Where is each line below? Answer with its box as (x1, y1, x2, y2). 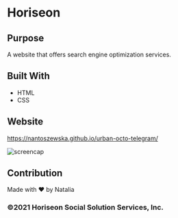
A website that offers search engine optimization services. (7, 50, 171, 58)
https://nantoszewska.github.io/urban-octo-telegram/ (7, 134, 159, 142)
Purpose (7, 32, 44, 44)
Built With (7, 70, 50, 82)
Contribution (7, 167, 63, 179)
